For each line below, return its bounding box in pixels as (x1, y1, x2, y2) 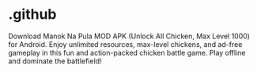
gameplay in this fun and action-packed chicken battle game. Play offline (8, 48, 247, 57)
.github (8, 5, 57, 23)
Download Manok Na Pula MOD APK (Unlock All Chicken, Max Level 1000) (8, 31, 251, 41)
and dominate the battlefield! (8, 56, 102, 66)
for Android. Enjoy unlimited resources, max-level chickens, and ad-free (8, 39, 243, 49)
